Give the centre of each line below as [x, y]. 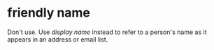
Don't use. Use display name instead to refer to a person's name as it [107, 32]
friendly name [49, 13]
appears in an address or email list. [58, 39]
